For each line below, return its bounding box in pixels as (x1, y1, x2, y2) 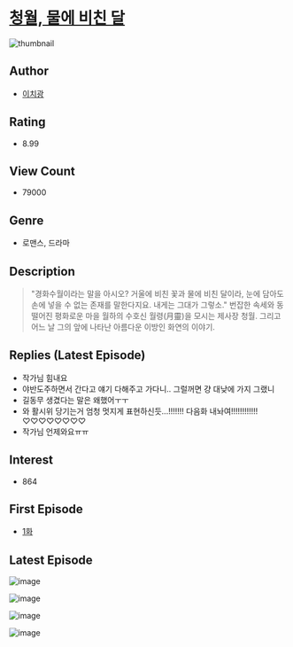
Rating (9, 114, 46, 129)
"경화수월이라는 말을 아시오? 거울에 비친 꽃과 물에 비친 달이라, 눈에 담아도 (30, 289, 285, 299)
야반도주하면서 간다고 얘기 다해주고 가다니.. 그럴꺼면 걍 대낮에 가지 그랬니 (21, 383, 275, 394)
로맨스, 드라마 (21, 238, 71, 248)
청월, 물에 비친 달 (9, 8, 126, 28)
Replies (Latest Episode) (9, 347, 146, 363)
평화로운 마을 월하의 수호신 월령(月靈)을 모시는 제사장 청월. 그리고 (54, 311, 281, 321)
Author (9, 64, 49, 79)
